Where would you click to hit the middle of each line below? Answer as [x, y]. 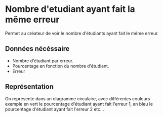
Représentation [29, 87]
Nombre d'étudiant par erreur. [43, 61]
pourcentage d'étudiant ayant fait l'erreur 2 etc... [55, 109]
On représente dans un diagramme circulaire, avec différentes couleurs [78, 98]
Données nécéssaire [38, 49]
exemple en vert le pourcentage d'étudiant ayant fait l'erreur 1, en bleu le [79, 104]
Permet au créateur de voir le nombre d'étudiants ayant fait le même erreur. [82, 33]
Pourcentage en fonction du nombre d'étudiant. [61, 66]
